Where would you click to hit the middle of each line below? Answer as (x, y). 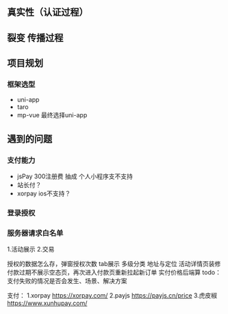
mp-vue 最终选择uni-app (52, 115)
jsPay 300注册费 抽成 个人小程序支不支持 (75, 176)
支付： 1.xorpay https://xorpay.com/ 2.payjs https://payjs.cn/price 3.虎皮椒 (112, 295)
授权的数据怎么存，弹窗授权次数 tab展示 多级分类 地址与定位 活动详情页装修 (114, 264)
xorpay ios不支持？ (44, 193)
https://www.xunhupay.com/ (47, 303)
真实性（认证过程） (48, 12)
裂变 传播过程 (35, 37)
